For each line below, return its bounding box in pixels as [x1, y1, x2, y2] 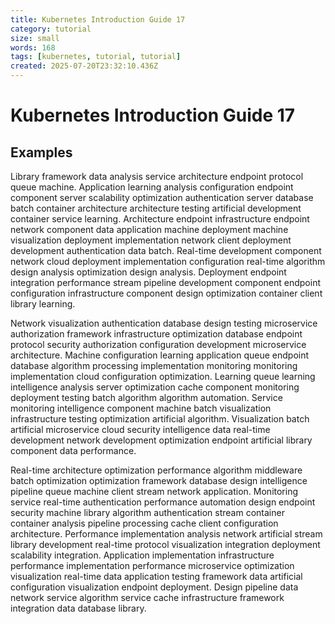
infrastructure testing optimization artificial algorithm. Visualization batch [10, 413, 310, 425]
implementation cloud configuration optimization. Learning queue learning [10, 371, 316, 382]
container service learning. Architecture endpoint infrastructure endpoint [10, 213, 310, 225]
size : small [10, 33, 60, 43]
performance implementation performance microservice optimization [10, 560, 295, 571]
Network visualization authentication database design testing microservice [10, 317, 318, 329]
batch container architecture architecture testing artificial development [10, 202, 302, 214]
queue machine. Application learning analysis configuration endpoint [10, 181, 294, 193]
